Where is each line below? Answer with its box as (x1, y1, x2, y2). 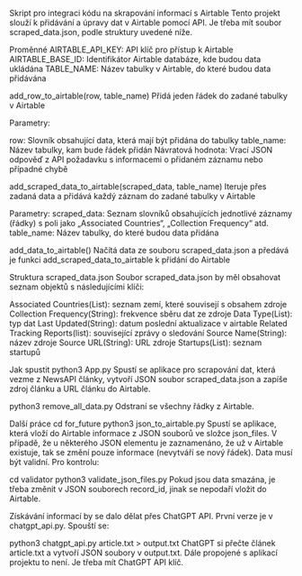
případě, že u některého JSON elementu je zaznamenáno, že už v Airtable (9, 437, 284, 448)
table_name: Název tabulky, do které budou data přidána (9, 227, 219, 238)
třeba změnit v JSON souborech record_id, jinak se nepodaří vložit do (9, 484, 267, 494)
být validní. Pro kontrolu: (9, 457, 100, 467)
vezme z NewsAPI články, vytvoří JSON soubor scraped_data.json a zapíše (9, 374, 288, 384)
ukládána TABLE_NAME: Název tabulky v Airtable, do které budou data (9, 63, 271, 74)
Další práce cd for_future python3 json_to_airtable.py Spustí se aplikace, (9, 418, 277, 429)
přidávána (9, 73, 47, 84)
